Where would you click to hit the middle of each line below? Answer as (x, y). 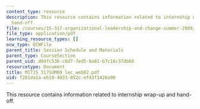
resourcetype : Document (36, 67)
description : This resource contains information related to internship (98, 17)
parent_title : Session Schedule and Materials (65, 50)
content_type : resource (36, 12)
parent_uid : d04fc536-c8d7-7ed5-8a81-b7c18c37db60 (70, 61)
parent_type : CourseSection (41, 56)
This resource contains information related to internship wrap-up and (91, 95)
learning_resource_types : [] (42, 39)
